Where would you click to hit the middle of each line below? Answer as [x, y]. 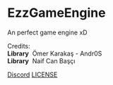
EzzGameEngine [56, 13]
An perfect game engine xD [47, 32]
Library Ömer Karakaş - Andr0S [55, 53]
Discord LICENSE [32, 74]
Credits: [19, 46]
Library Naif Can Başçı [41, 60]
